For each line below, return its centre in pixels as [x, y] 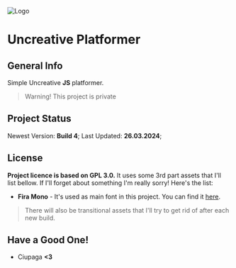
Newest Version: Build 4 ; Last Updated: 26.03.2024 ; [85, 135]
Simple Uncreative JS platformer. [56, 83]
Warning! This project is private [71, 96]
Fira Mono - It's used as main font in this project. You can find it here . [119, 196]
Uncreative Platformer [74, 40]
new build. [40, 218]
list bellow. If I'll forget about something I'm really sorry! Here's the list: [111, 183]
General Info [35, 66]
